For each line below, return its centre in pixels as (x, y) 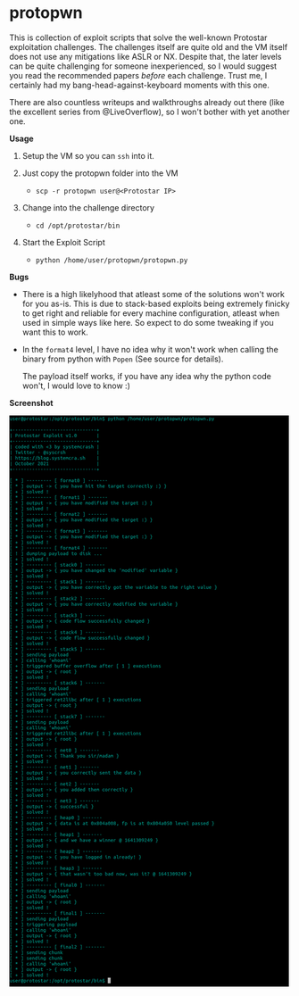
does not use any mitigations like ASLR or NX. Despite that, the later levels (145, 56)
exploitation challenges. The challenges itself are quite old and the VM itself (149, 46)
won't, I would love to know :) (76, 386)
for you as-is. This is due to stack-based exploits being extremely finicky (156, 303)
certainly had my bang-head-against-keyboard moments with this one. (139, 85)
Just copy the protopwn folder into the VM (100, 173)
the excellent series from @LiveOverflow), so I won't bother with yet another (149, 112)
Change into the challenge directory (88, 207)
